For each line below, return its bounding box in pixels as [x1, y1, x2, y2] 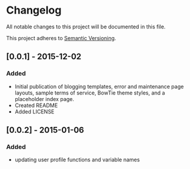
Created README [14, 102, 58, 109]
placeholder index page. [14, 95, 74, 102]
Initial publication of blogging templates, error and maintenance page [14, 83, 184, 90]
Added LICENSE [14, 108, 55, 115]
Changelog [6, 4, 62, 17]
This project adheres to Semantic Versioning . [6, 34, 116, 41]
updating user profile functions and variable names [14, 156, 140, 163]
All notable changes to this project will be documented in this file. [6, 23, 166, 30]
